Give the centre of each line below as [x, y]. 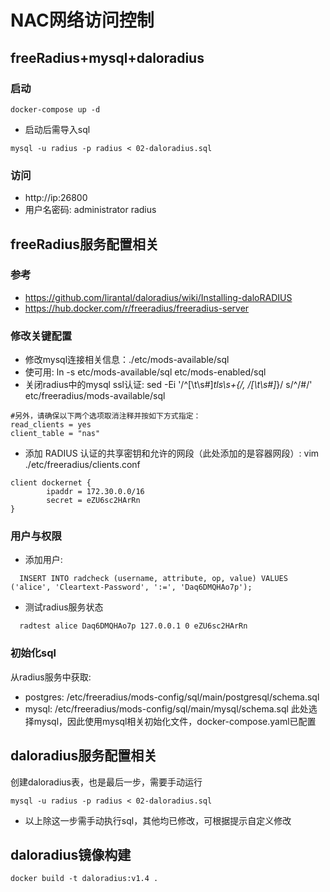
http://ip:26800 [56, 198]
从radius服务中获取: [51, 677]
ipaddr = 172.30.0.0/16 [95, 492]
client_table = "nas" [55, 434]
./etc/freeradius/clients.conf [82, 465]
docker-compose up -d [55, 109]
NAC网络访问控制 [82, 20]
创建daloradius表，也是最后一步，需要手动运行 [106, 782]
